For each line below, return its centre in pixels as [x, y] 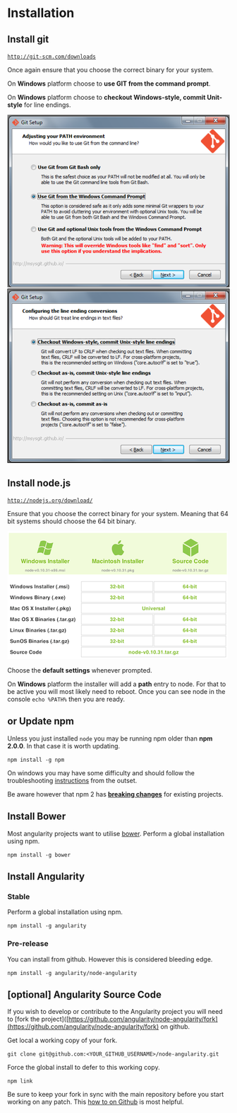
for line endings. [48, 105]
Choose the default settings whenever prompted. [80, 670]
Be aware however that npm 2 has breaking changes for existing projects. [115, 794]
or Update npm [41, 721]
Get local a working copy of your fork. [62, 1040]
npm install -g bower [39, 855]
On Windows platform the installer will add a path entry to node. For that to [117, 684]
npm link [20, 1081]
